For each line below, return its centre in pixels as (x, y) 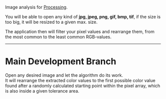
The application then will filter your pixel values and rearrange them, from (80, 31)
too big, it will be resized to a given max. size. (51, 22)
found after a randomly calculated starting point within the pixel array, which (83, 86)
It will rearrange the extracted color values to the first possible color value (80, 80)
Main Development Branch (61, 62)
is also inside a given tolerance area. (42, 91)
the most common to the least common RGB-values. (58, 37)
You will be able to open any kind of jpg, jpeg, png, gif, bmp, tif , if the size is (83, 17)
